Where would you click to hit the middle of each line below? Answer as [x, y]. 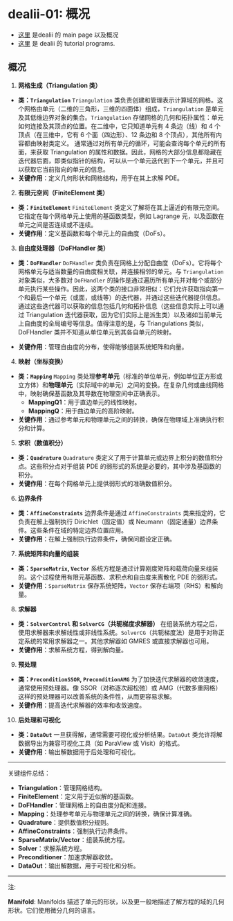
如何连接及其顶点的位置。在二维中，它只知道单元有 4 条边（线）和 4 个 [119, 126]
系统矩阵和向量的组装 [48, 553]
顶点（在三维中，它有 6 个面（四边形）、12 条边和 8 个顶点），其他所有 [117, 134]
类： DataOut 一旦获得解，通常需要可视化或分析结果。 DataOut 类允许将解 [120, 734]
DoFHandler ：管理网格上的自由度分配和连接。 [84, 805]
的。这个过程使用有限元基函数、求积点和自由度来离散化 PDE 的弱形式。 [120, 577]
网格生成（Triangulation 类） [59, 85]
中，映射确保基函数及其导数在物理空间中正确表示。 [91, 393]
